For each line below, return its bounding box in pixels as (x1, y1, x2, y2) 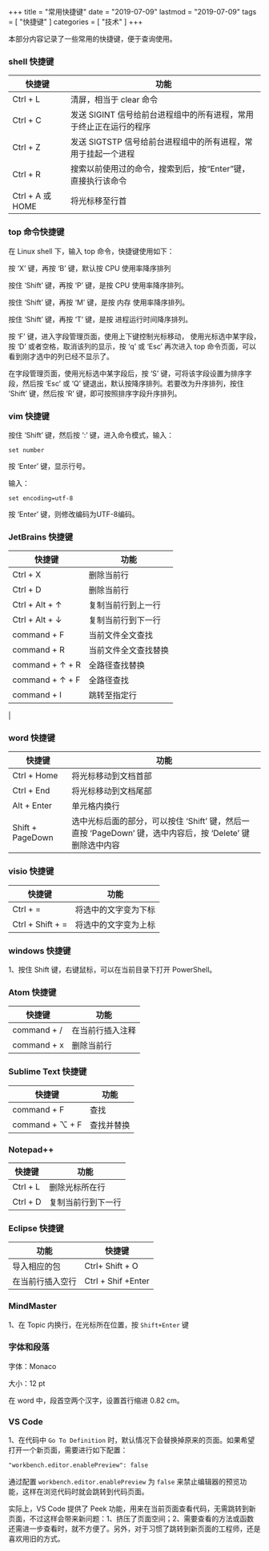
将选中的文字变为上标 (74, 919, 156, 930)
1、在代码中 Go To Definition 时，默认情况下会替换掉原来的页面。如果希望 (8, 1436, 255, 1445)
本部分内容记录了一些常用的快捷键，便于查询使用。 (8, 34, 177, 43)
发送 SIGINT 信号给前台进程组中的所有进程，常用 (70, 109, 254, 120)
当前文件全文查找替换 (88, 644, 170, 656)
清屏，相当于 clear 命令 (70, 95, 159, 106)
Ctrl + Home (12, 770, 58, 782)
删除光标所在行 (49, 1181, 106, 1193)
